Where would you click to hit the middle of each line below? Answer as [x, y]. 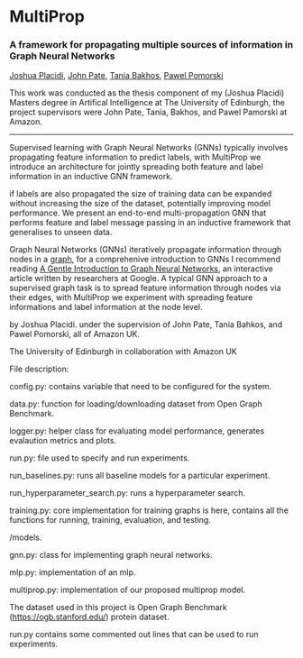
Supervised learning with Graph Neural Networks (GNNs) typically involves [149, 148]
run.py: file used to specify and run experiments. [100, 458]
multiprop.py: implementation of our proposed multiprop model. [128, 590]
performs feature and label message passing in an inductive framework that [150, 223]
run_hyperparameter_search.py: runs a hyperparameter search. [128, 493]
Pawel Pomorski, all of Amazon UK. [74, 334]
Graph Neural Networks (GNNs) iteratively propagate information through [146, 250]
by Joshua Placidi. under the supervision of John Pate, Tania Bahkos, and [146, 324]
